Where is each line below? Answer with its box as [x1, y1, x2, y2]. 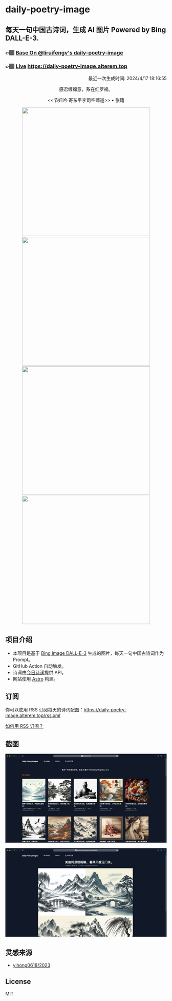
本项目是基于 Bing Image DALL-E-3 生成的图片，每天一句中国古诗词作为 [12, 650, 164, 656]
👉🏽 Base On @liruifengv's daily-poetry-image [5, 49, 123, 56]
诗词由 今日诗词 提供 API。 [12, 669, 67, 675]
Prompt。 [12, 656, 33, 663]
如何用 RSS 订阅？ [5, 723, 44, 729]
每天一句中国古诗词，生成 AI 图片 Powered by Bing [5, 25, 166, 34]
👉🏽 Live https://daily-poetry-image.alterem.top [5, 63, 127, 70]
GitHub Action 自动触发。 [12, 663, 67, 669]
